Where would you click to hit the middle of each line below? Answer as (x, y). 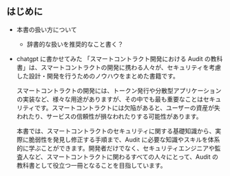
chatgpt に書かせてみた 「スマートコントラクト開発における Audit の (113, 58)
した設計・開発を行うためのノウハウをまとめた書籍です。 (98, 76)
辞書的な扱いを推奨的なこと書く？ (75, 44)
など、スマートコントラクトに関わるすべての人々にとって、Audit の (123, 157)
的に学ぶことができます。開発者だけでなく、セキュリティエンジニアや (115, 148)
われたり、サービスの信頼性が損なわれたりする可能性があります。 (109, 116)
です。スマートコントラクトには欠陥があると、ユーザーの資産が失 (127, 107)
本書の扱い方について (46, 30)
